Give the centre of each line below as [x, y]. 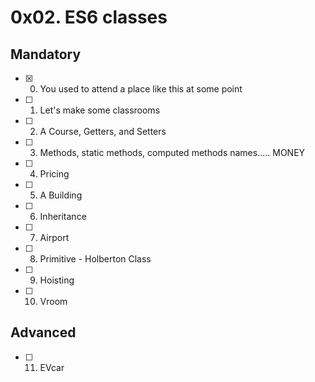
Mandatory [46, 54]
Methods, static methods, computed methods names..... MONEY [172, 152]
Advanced [43, 332]
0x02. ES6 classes [89, 17]
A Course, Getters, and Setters [103, 131]
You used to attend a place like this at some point [141, 89]
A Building [61, 195]
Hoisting [57, 280]
